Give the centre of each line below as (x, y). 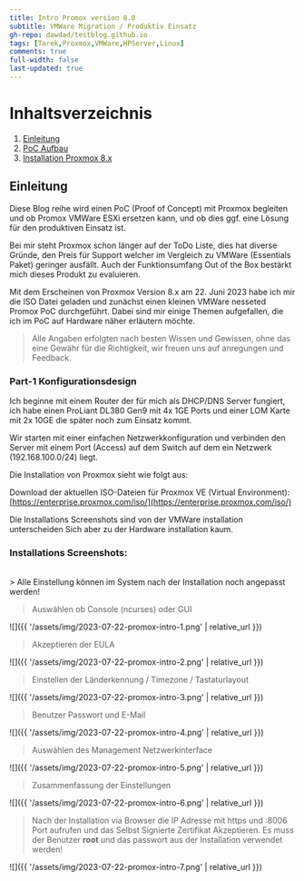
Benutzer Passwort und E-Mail (88, 715)
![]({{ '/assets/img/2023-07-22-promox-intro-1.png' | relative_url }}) (136, 627)
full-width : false (44, 60)
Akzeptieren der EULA (73, 645)
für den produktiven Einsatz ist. (68, 227)
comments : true (38, 52)
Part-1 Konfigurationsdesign (74, 381)
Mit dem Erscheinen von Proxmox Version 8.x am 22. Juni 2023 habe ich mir (152, 292)
